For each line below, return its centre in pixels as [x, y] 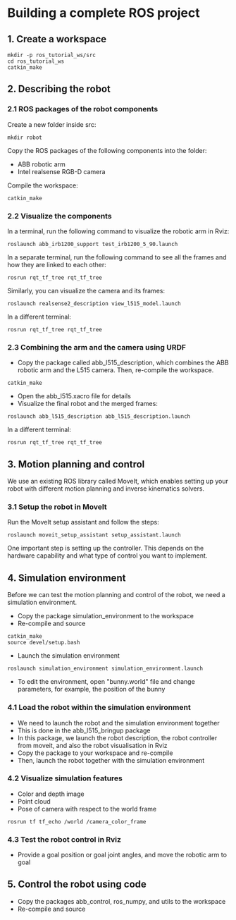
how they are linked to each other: [57, 264]
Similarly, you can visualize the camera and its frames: [86, 290]
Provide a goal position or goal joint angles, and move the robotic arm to [122, 855]
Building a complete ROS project [104, 13]
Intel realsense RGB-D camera [61, 171]
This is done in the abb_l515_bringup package [84, 730]
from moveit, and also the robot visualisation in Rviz [92, 745]
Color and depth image [51, 794]
